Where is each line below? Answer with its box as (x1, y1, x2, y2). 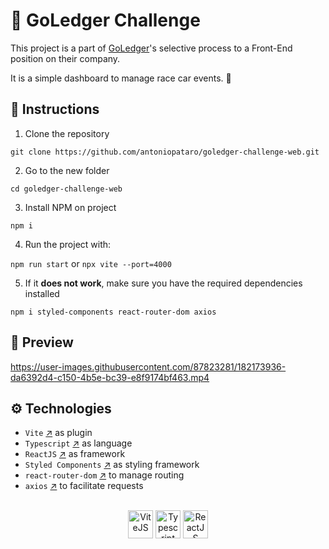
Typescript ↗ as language (24, 437, 133, 449)
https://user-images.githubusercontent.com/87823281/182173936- (10, 360, 287, 373)
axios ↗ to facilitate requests (24, 480, 144, 492)
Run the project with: (24, 238, 112, 250)
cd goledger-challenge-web (10, 184, 123, 194)
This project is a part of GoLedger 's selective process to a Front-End (10, 42, 293, 54)
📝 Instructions (10, 101, 100, 118)
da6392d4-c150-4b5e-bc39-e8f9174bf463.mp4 (10, 371, 210, 383)
